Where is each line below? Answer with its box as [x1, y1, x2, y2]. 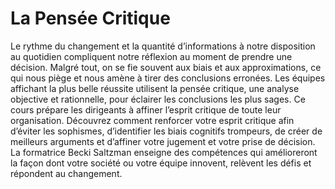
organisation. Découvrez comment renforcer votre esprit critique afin [10, 114, 295, 126]
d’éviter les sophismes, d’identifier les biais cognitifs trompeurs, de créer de [10, 125, 323, 137]
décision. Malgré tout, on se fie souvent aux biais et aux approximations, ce [10, 61, 322, 73]
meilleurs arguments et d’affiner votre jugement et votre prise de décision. [10, 135, 316, 147]
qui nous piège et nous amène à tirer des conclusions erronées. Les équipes [10, 72, 326, 84]
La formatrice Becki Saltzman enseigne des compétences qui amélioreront [10, 146, 318, 158]
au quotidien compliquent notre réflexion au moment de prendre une [10, 50, 293, 62]
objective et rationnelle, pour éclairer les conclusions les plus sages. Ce [10, 93, 306, 105]
